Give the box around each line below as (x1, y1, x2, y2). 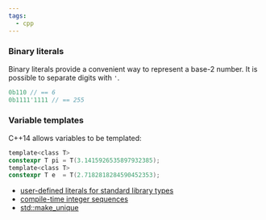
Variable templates (8, 114, 85, 126)
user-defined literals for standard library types (19, 186, 174, 196)
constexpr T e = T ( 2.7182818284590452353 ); (8, 171, 160, 180)
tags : (8, 11, 27, 20)
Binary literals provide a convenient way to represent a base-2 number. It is (8, 64, 258, 73)
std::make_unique (19, 203, 79, 213)
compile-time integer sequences (19, 194, 129, 204)
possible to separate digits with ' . (8, 73, 120, 82)
